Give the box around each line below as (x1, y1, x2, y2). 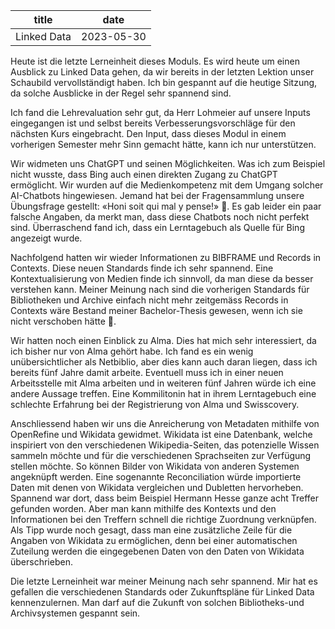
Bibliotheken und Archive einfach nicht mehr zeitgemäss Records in (10, 294, 289, 306)
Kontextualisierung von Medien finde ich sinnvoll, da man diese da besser (10, 273, 314, 284)
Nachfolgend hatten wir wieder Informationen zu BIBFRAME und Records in (10, 252, 322, 263)
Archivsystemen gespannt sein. (10, 607, 141, 619)
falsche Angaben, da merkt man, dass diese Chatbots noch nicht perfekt (10, 211, 310, 223)
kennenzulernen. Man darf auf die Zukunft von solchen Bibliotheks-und (10, 597, 305, 608)
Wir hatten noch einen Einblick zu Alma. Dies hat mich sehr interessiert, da (10, 335, 317, 346)
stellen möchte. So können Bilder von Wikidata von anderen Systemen (10, 460, 300, 472)
